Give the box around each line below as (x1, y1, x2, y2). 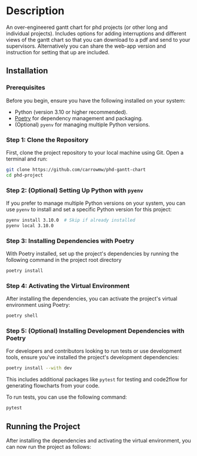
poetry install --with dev (6, 365, 72, 371)
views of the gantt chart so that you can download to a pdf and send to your (6, 36, 191, 43)
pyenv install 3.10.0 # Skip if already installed (6, 217, 135, 223)
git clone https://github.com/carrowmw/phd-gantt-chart (6, 166, 146, 172)
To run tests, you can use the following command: (6, 393, 128, 401)
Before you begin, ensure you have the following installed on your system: (6, 97, 186, 104)
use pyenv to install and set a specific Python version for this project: (6, 205, 172, 213)
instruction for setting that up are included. (6, 48, 110, 55)
